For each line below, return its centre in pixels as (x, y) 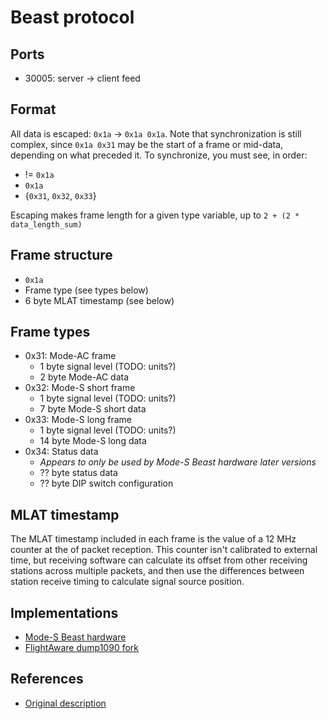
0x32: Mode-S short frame (80, 388)
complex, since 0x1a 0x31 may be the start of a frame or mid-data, (147, 144)
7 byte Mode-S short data (93, 409)
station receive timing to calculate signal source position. (127, 582)
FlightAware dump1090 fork (81, 648)
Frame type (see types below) (86, 290)
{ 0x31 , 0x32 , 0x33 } (60, 195)
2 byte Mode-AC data (84, 377)
